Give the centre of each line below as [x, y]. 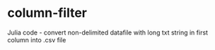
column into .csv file [37, 39]
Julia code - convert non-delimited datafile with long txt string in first [108, 32]
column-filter [47, 13]
